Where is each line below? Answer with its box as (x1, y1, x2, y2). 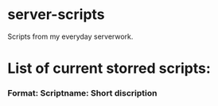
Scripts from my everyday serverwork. (7, 32, 134, 41)
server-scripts (7, 6, 105, 24)
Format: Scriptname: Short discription (7, 88, 158, 99)
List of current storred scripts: (7, 59, 212, 78)
